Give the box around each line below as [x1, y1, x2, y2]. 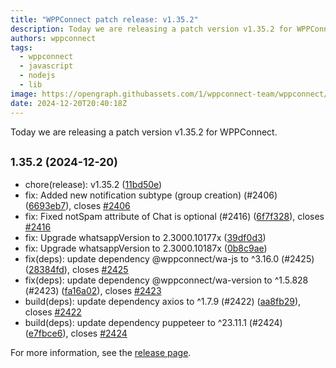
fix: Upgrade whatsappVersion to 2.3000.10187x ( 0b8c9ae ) [24, 242, 268, 255]
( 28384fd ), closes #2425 [24, 264, 129, 276]
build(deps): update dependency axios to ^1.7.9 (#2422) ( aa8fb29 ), [24, 296, 302, 308]
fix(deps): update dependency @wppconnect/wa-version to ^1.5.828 [24, 274, 309, 286]
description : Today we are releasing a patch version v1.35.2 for [10, 24, 293, 34]
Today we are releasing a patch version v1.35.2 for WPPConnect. [10, 126, 278, 138]
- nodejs [19, 71, 56, 81]
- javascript [19, 61, 74, 71]
